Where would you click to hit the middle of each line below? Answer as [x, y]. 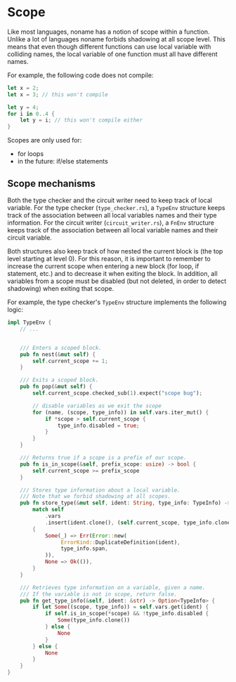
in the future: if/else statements [63, 162]
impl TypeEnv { [29, 322]
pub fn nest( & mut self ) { [58, 354]
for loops [31, 154]
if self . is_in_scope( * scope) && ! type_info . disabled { [127, 614]
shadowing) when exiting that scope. [61, 288]
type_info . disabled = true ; [98, 426]
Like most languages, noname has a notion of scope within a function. [109, 32]
